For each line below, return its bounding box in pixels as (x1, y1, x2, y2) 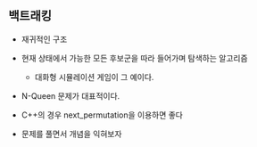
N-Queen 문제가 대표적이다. (21, 90, 120, 101)
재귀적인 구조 (21, 34, 68, 45)
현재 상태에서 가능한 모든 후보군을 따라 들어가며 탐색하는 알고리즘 (21, 53, 248, 63)
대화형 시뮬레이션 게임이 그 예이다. (34, 71, 154, 82)
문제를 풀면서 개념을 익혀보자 (21, 128, 122, 139)
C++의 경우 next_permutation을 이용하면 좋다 (21, 110, 184, 120)
